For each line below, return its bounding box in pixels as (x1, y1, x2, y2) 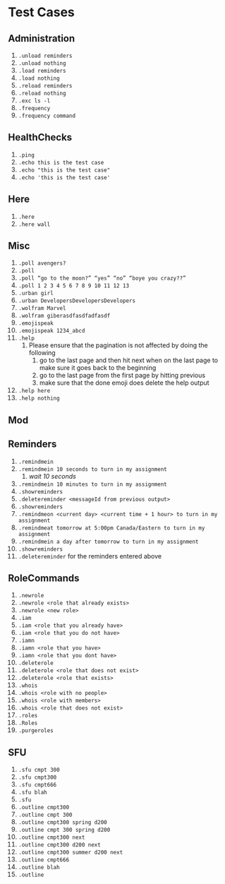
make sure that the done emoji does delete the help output (39, 378, 210, 387)
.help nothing (18, 395, 60, 402)
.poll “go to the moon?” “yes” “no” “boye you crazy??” (18, 275, 186, 282)
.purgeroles (18, 727, 54, 734)
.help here (18, 388, 51, 395)
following (28, 349, 56, 357)
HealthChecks (8, 131, 73, 143)
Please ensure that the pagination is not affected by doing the (28, 341, 208, 350)
